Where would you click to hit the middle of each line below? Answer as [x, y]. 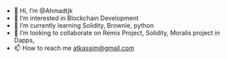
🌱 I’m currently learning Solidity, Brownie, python [84, 25]
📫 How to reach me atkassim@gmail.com [74, 48]
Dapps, [24, 40]
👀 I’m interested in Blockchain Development [76, 18]
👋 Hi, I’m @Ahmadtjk [43, 11]
